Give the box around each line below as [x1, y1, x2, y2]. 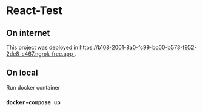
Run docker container [6, 84, 61, 91]
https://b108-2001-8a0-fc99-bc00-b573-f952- [79, 44, 197, 51]
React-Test [6, 4, 62, 18]
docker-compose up [6, 99, 61, 106]
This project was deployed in [6, 44, 79, 51]
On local [6, 68, 38, 78]
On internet [6, 28, 50, 38]
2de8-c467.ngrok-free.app [6, 50, 73, 58]
